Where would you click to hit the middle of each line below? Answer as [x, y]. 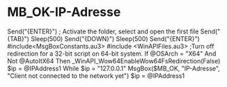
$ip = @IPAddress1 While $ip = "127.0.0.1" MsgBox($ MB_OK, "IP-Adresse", [114, 68]
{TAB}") [18, 38]
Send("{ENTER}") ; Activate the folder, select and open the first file [103, 31]
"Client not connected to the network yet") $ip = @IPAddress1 [96, 76]
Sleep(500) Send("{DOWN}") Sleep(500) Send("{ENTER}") [115, 38]
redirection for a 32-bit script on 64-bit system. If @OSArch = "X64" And [112, 54]
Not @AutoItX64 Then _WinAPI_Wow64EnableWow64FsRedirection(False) [114, 61]
